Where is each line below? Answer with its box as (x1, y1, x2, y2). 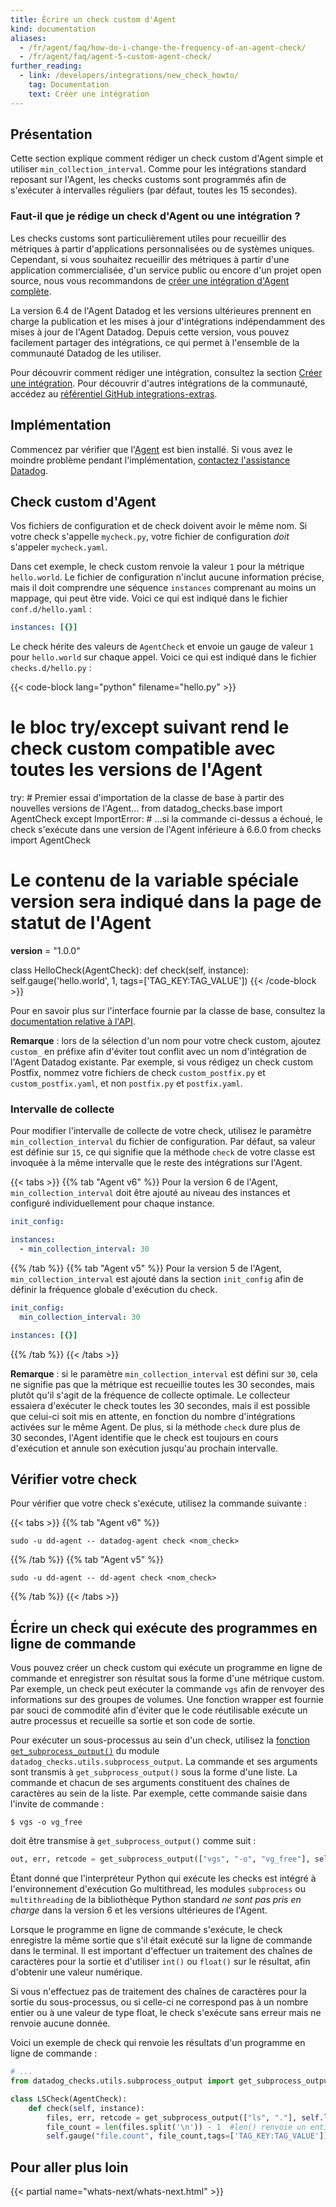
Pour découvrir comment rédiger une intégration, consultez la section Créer (10, 366, 323, 378)
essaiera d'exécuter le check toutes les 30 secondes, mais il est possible (10, 1399, 311, 1411)
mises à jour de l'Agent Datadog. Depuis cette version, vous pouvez (10, 326, 290, 338)
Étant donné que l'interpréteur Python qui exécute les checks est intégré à (10, 1872, 317, 1885)
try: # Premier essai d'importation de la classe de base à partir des (10, 792, 285, 804)
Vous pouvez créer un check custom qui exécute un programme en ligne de (10, 1662, 323, 1674)
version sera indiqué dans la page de (10, 891, 322, 913)
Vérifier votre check (10, 1471, 138, 1488)
